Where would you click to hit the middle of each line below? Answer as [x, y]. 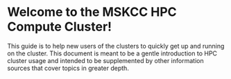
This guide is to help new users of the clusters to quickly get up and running [116, 46]
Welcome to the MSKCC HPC [92, 12]
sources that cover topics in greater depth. [68, 68]
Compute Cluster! [60, 27]
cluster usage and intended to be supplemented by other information [105, 60]
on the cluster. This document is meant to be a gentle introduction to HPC [112, 53]
